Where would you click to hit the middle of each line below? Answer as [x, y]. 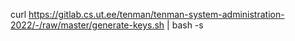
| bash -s [185, 25]
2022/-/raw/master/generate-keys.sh [87, 25]
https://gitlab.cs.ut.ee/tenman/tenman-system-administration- [156, 14]
